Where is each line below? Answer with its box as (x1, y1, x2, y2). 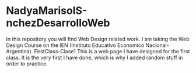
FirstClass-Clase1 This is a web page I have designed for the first (34, 48, 190, 54)
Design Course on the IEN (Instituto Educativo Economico (6, 42, 145, 49)
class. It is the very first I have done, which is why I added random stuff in (6, 54, 183, 61)
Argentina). (6, 48, 33, 54)
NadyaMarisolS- (6, 4, 87, 17)
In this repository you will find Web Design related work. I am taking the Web (6, 35, 190, 42)
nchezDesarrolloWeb (6, 16, 110, 30)
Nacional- (145, 42, 169, 49)
